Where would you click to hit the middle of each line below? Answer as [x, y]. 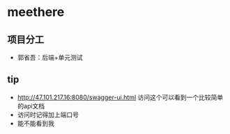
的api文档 [31, 106]
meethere [36, 12]
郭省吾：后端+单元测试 [50, 57]
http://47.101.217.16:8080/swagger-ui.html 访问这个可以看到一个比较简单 [120, 97]
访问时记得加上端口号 [48, 115]
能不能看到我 [36, 123]
